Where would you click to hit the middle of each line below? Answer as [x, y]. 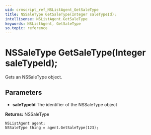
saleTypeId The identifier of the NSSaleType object [65, 104]
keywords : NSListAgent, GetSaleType [43, 24]
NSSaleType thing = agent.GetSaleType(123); [52, 128]
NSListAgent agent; [25, 123]
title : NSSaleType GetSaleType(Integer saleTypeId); [61, 14]
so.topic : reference [27, 28]
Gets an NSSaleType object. [34, 77]
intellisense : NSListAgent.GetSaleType [46, 19]
